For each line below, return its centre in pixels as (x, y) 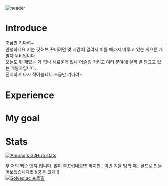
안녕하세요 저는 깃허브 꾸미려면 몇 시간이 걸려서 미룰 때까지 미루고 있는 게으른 (81, 49)
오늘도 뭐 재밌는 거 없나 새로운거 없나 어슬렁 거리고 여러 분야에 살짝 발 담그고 (81, 62)
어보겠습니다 (18, 172)
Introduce (26, 28)
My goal (23, 118)
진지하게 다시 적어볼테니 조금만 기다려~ (44, 74)
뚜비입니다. (26, 55)
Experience (30, 95)
